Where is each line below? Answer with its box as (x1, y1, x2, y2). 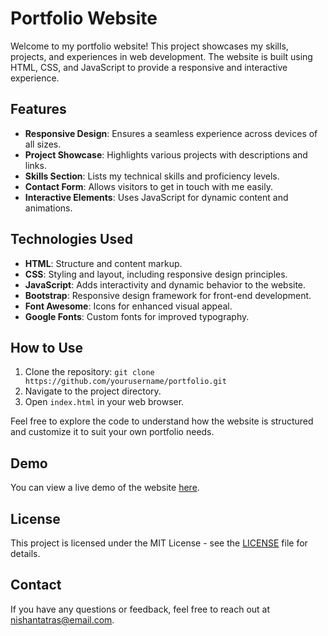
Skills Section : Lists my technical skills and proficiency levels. (24, 170, 280, 182)
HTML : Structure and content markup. (24, 257, 183, 269)
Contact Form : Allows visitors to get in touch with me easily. (24, 180, 273, 192)
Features (10, 101, 67, 118)
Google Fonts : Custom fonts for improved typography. (24, 310, 250, 322)
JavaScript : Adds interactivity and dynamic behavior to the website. (24, 278, 307, 291)
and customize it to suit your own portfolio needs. (10, 426, 215, 438)
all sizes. (24, 138, 62, 150)
